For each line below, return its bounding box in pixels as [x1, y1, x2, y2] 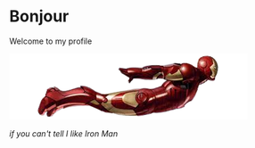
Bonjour [9, 6, 70, 27]
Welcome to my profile [9, 36, 93, 46]
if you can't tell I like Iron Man [9, 127, 119, 139]
